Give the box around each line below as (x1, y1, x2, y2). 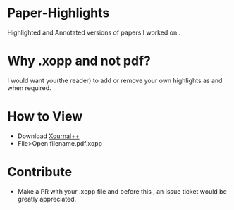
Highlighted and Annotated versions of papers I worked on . (7, 28, 181, 37)
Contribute (7, 164, 73, 180)
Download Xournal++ (17, 132, 80, 140)
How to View (7, 109, 83, 125)
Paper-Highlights (7, 5, 110, 21)
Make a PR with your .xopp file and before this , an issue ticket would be (17, 187, 227, 195)
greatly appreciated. (17, 194, 77, 203)
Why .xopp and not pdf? (7, 53, 152, 69)
